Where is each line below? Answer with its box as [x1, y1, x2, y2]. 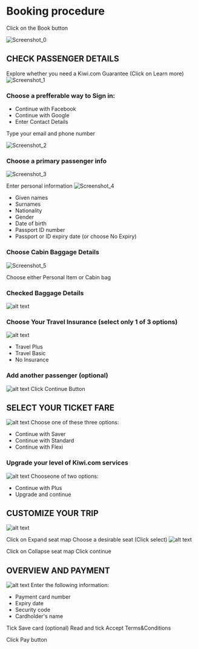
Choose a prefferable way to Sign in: [6, 91, 116, 100]
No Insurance [15, 356, 49, 364]
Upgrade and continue [15, 491, 71, 498]
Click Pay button [6, 636, 47, 644]
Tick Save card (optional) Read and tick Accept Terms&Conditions [6, 624, 171, 632]
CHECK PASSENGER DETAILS [6, 53, 119, 64]
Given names [15, 194, 48, 202]
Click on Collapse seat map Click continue [6, 548, 112, 555]
